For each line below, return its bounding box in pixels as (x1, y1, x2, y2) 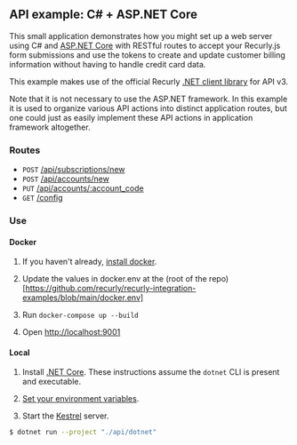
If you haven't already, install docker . (21, 257, 157, 267)
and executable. (21, 377, 82, 387)
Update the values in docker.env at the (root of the (21, 274, 207, 284)
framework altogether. (9, 122, 91, 132)
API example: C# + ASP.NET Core (9, 7, 198, 22)
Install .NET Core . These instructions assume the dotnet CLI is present (21, 367, 280, 377)
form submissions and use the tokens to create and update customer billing (9, 49, 286, 60)
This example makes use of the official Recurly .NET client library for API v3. (9, 75, 289, 87)
